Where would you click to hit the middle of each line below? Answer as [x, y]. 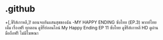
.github [20, 9]
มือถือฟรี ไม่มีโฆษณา [22, 33]
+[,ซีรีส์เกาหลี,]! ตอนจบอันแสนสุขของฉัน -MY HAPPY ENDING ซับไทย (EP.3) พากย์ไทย [81, 22]
